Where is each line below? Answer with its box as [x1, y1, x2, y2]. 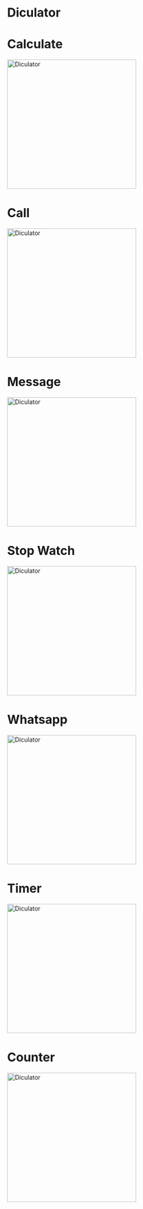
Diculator [7, 5, 61, 21]
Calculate [7, 37, 63, 52]
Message [7, 374, 61, 390]
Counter [7, 1050, 55, 1065]
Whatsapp [7, 712, 68, 728]
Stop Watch [7, 543, 76, 559]
